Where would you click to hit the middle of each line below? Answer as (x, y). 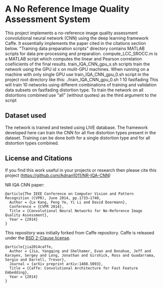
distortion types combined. (32, 143)
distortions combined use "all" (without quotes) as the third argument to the (81, 95)
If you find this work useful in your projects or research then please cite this (81, 170)
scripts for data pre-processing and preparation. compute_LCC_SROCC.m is (81, 53)
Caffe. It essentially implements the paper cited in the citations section (75, 43)
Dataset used (26, 116)
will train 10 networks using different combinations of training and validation (81, 84)
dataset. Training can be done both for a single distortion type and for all (78, 138)
